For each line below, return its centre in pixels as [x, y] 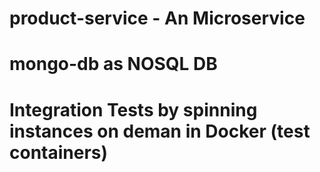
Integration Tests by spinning [133, 109]
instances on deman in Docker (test [160, 131]
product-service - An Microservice [157, 18]
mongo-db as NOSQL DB [113, 64]
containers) [59, 152]
